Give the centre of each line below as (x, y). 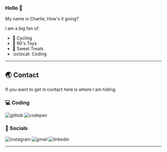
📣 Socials (17, 128)
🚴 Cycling (22, 38)
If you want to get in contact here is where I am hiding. (61, 90)
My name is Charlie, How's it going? (42, 19)
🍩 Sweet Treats (28, 49)
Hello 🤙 (14, 8)
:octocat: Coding (30, 54)
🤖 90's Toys (25, 43)
